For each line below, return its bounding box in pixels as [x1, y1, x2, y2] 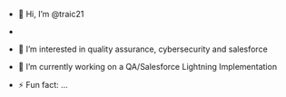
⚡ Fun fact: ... [17, 80, 68, 90]
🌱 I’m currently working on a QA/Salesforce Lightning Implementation [17, 62, 278, 72]
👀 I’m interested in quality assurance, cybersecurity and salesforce [17, 44, 268, 54]
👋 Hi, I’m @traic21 [17, 9, 84, 19]
